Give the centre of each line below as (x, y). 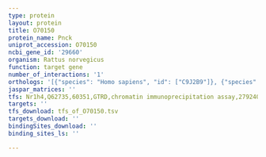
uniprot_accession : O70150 (53, 45)
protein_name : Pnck (40, 38)
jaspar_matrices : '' (42, 89)
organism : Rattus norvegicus (56, 60)
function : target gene (46, 67)
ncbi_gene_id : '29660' (46, 52)
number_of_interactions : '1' (56, 75)
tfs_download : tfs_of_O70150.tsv (63, 112)
